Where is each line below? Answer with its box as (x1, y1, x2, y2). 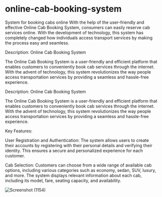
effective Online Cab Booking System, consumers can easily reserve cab (5, 24, 150, 30)
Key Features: (5, 128, 32, 134)
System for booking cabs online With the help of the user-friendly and (5, 19, 145, 25)
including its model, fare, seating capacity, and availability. (5, 178, 121, 183)
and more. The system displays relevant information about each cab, (5, 172, 142, 178)
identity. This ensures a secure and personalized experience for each (5, 148, 143, 153)
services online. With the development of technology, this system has (5, 30, 144, 35)
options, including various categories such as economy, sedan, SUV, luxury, (5, 167, 156, 173)
